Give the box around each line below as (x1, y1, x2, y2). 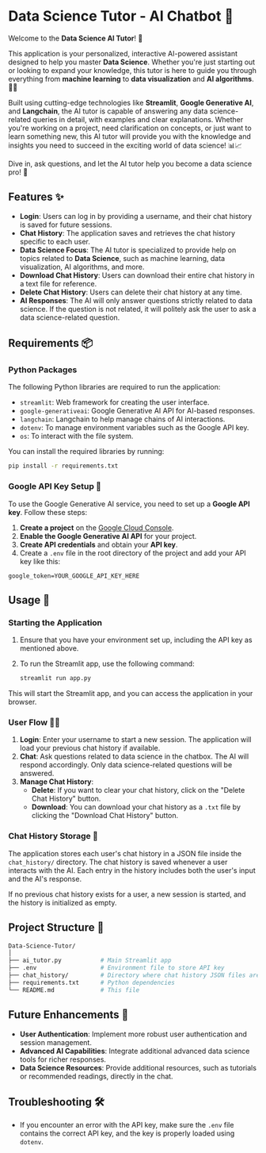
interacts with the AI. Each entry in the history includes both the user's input (8, 865, 256, 875)
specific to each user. (19, 236, 91, 246)
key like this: (19, 556, 61, 566)
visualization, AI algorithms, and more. (19, 262, 145, 271)
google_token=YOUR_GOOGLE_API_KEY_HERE (8, 571, 140, 580)
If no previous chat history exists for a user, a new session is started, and (8, 889, 247, 899)
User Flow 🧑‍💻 (8, 717, 61, 728)
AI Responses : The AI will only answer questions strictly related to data (19, 295, 253, 305)
